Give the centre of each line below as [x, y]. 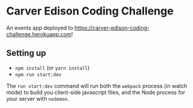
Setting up [26, 53]
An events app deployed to [40, 28]
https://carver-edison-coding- [112, 28]
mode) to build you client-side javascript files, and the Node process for [96, 92]
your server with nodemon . [38, 98]
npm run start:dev [38, 75]
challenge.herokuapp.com [39, 34]
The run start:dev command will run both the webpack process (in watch [97, 86]
